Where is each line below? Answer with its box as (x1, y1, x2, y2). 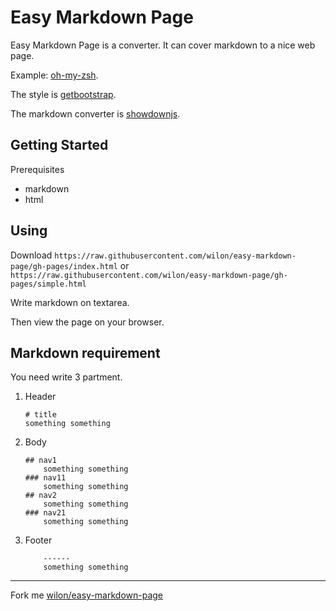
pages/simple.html (10, 279, 87, 289)
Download (10, 249, 53, 261)
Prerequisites (10, 163, 65, 175)
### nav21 (24, 508, 67, 518)
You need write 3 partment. (10, 371, 123, 383)
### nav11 (24, 473, 67, 483)
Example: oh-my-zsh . (10, 69, 99, 81)
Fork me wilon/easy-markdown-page (10, 589, 164, 601)
